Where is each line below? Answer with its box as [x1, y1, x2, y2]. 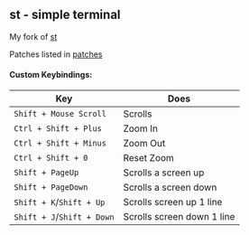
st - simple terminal [9, 7, 121, 23]
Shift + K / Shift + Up [14, 196, 106, 209]
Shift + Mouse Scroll [14, 108, 106, 119]
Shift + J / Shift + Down [14, 211, 115, 223]
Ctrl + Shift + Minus [14, 138, 106, 148]
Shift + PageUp [14, 167, 79, 178]
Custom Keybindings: [9, 70, 93, 80]
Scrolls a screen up [123, 166, 205, 179]
